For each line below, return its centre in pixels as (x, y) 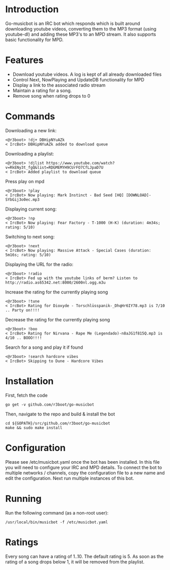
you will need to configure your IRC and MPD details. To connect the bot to (84, 467)
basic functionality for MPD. (34, 40)
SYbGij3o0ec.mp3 (22, 199)
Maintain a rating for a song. (42, 91)
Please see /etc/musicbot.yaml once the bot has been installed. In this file (82, 462)
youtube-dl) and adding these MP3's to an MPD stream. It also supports (81, 34)
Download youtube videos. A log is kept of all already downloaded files (87, 74)
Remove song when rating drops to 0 (51, 96)
